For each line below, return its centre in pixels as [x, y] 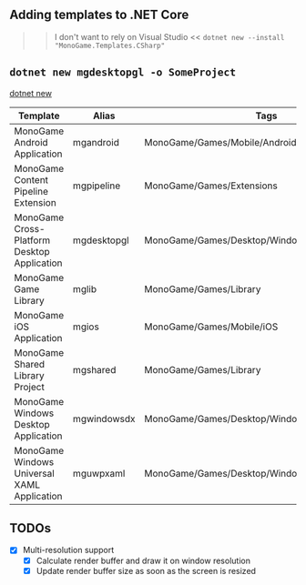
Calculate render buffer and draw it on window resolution [143, 560]
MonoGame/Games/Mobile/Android [220, 142]
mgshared [94, 369]
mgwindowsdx [104, 419]
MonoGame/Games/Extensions [211, 186]
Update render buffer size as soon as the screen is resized [146, 570]
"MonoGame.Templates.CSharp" [110, 45]
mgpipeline [97, 186]
